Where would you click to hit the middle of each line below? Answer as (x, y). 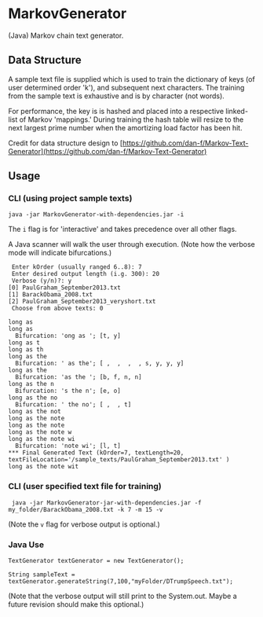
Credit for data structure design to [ (66, 143)
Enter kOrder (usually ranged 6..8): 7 (77, 267)
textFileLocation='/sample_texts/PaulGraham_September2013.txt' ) (119, 460)
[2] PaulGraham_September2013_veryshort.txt (82, 302)
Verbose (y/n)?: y (42, 281)
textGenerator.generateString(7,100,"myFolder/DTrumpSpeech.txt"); (121, 582)
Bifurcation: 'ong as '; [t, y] (68, 336)
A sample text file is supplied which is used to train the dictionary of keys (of (131, 79)
